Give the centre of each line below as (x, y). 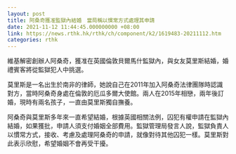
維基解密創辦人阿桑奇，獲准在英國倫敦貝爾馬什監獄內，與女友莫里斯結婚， (115, 61)
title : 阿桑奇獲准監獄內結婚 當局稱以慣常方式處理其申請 (81, 20)
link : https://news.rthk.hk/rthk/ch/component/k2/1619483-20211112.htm (114, 33)
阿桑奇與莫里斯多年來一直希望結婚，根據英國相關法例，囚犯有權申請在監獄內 (118, 117)
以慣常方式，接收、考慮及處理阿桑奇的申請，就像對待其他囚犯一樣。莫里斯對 (118, 135)
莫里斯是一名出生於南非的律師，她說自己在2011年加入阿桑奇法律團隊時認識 (115, 84)
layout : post (26, 14)
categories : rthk (33, 40)
